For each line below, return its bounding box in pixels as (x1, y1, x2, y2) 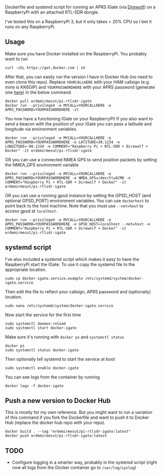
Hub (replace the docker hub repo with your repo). (5, 420, 105, 425)
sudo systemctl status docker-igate (5, 347, 79, 353)
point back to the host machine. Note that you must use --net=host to (5, 203, 144, 208)
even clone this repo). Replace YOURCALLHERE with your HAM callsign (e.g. (5, 79, 150, 85)
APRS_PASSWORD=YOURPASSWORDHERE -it (5, 107, 79, 112)
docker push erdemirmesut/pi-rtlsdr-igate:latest (5, 433, 107, 439)
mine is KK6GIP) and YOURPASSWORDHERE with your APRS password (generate (5, 84, 155, 90)
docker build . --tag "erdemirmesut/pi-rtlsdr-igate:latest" (5, 429, 131, 434)
